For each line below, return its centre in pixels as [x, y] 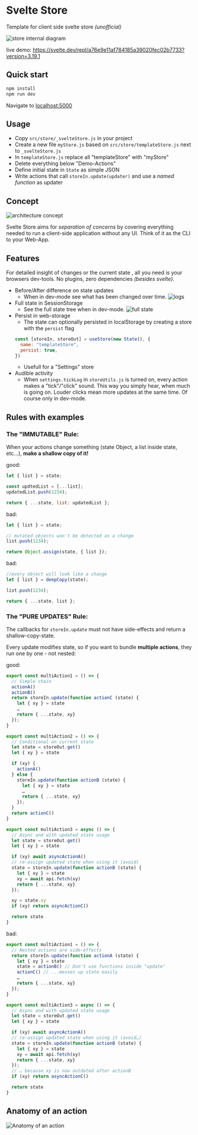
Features [23, 258]
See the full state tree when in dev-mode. [74, 309]
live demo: [19, 50]
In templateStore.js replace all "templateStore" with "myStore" [92, 157]
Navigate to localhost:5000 [39, 105]
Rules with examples [45, 417]
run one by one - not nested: [41, 653]
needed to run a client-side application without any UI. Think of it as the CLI [98, 233]
